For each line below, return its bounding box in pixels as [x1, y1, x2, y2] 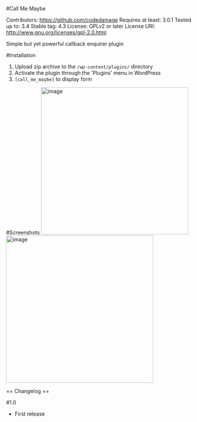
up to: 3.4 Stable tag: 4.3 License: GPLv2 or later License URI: [6, 23, 156, 29]
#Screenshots [6, 229, 40, 236]
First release [14, 410, 45, 417]
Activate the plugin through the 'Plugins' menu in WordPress [14, 69, 161, 76]
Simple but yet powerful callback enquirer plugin [6, 41, 124, 47]
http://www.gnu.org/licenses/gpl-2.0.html [6, 29, 107, 36]
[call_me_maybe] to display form [14, 76, 92, 82]
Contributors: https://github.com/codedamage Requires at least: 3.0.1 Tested [6, 16, 192, 23]
